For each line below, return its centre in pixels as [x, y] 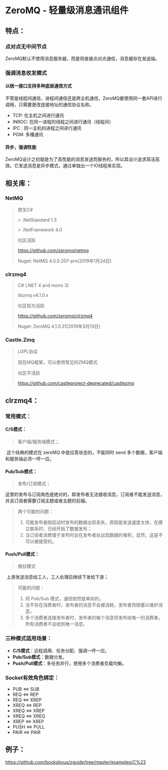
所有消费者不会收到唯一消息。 [56, 624]
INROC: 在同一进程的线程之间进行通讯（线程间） [63, 122]
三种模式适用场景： [29, 638]
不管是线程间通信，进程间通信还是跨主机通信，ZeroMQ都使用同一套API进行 [84, 98]
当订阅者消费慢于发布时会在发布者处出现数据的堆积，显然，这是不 [94, 535]
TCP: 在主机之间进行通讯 [38, 115]
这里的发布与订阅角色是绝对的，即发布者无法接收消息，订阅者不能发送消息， [85, 495]
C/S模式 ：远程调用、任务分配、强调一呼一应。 [61, 651]
